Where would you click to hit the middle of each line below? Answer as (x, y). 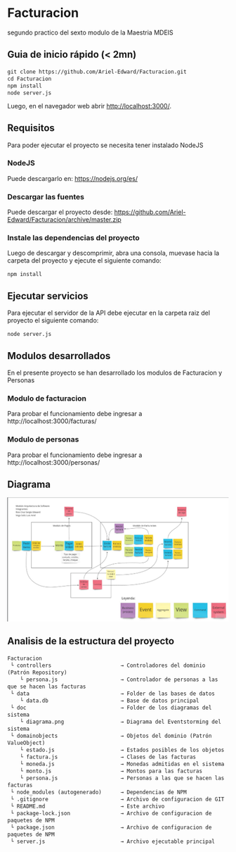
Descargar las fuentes (46, 196)
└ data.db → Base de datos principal (110, 701)
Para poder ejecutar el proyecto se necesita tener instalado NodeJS (105, 145)
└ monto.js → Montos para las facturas (111, 771)
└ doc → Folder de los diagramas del (111, 708)
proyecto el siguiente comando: (53, 320)
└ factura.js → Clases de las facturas (108, 757)
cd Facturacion (29, 79)
